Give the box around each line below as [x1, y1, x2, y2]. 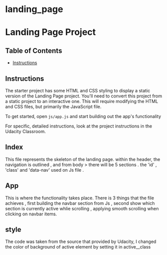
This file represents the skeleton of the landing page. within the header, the [5, 156, 160, 162]
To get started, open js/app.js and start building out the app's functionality [5, 113, 161, 119]
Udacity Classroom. [5, 129, 46, 134]
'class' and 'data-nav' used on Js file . [5, 167, 84, 173]
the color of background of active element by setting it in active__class [5, 244, 151, 250]
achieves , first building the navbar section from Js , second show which [5, 200, 155, 206]
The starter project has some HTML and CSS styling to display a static [5, 88, 150, 93]
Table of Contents [5, 46, 63, 55]
